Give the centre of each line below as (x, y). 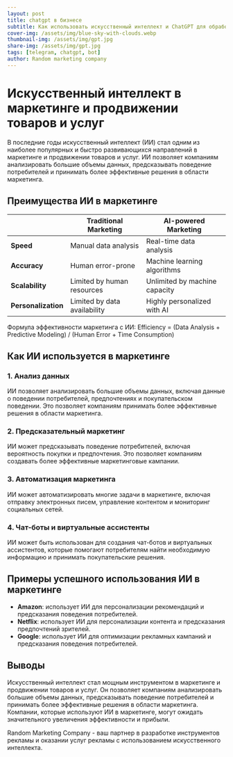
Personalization (37, 305)
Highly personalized (179, 301)
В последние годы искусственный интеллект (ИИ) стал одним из (103, 142)
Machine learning (174, 261)
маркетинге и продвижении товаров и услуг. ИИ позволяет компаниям (113, 157)
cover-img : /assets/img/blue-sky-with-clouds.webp (82, 33)
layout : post (26, 14)
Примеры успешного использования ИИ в (104, 579)
